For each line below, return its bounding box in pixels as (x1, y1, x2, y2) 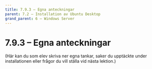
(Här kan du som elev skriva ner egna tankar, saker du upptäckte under (5, 53, 147, 59)
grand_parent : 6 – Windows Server (5, 16, 75, 21)
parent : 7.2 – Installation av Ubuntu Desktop (5, 12, 101, 17)
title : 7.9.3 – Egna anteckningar (5, 7, 75, 12)
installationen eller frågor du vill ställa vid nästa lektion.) (5, 58, 116, 64)
